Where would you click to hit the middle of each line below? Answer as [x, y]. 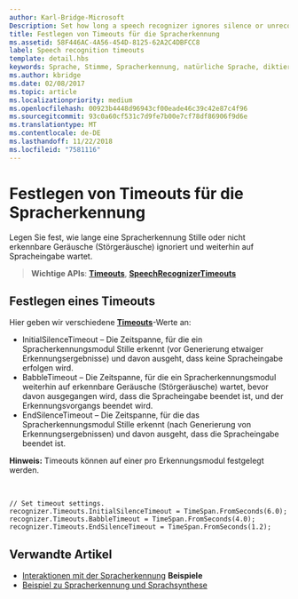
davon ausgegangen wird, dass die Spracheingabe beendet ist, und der [153, 396]
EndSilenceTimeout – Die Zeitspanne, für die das [110, 415]
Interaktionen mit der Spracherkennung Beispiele [112, 576]
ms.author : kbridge [45, 76]
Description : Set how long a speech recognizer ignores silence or [137, 26]
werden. [24, 470]
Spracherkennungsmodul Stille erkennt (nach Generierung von [136, 425]
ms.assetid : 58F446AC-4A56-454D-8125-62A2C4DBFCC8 [105, 42]
